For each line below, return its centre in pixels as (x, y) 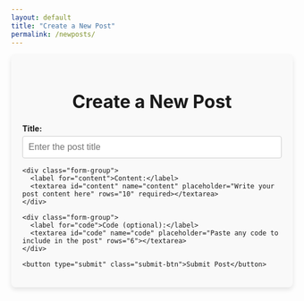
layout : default (41, 17)
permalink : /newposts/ (53, 34)
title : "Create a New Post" (63, 26)
